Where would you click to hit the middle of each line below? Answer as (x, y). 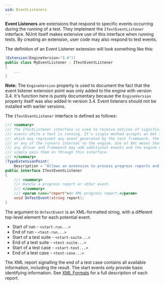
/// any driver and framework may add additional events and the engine (81, 148)
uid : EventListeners (26, 10)
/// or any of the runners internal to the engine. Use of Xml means (78, 143)
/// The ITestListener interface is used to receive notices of (72, 129)
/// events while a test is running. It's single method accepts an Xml (81, 134)
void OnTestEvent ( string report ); (49, 198)
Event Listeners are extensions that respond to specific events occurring (79, 24)
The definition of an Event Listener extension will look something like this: (79, 49)
